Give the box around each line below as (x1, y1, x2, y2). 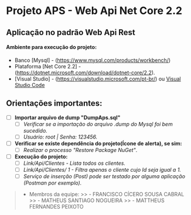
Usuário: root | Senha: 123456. (23, 133, 98, 140)
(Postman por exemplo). (23, 179, 82, 186)
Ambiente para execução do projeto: (6, 44, 97, 51)
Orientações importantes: (6, 98, 103, 109)
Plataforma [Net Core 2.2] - (14, 63, 81, 70)
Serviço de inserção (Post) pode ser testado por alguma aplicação (23, 173, 186, 180)
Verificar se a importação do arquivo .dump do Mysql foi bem (23, 120, 173, 127)
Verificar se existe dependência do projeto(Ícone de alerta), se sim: (14, 140, 182, 147)
